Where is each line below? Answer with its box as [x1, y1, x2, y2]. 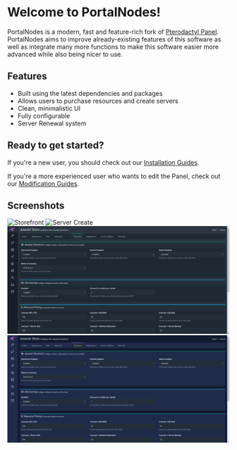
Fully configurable [17, 111, 71, 120]
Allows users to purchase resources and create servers [17, 96, 178, 105]
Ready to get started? [7, 139, 104, 151]
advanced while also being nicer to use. [7, 50, 123, 58]
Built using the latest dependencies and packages [17, 89, 163, 97]
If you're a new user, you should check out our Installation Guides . [7, 158, 200, 166]
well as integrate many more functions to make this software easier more [7, 42, 219, 51]
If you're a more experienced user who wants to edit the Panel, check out [7, 172, 221, 180]
